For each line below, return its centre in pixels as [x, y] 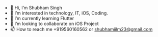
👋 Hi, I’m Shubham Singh [36, 8]
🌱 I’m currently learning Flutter [42, 18]
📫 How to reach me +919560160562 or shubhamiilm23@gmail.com [81, 29]
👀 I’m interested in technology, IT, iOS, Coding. [59, 13]
